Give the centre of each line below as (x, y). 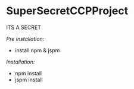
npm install (28, 73)
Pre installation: (25, 39)
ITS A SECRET (24, 27)
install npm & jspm (37, 50)
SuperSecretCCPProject (67, 11)
